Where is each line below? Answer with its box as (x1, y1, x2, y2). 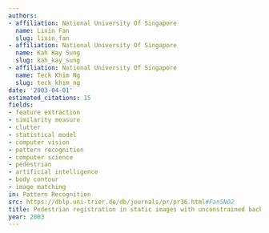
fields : (8, 101, 34, 109)
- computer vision (8, 138, 70, 147)
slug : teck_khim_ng (15, 78, 81, 86)
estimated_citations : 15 (8, 94, 91, 102)
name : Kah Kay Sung (15, 49, 81, 57)
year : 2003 (8, 213, 45, 221)
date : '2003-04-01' (8, 86, 74, 94)
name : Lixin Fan (15, 26, 70, 34)
